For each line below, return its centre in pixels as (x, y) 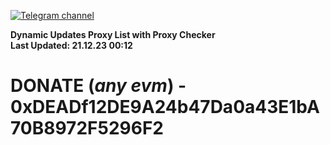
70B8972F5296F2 (87, 128)
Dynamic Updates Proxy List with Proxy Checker (113, 34)
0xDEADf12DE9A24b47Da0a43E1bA (165, 107)
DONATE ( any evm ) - (98, 86)
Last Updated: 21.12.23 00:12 (71, 45)
